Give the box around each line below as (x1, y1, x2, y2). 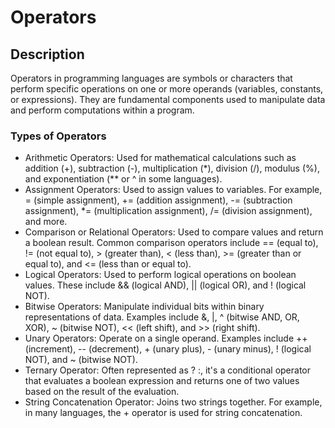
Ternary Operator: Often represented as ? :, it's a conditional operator (24, 364, 312, 376)
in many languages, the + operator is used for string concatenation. (24, 407, 303, 419)
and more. (24, 216, 68, 228)
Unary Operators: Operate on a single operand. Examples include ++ (24, 332, 308, 345)
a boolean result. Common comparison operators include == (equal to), (24, 237, 319, 249)
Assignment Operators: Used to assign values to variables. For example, (24, 184, 323, 196)
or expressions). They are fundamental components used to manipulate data (10, 94, 326, 105)
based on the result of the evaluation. (24, 386, 180, 398)
